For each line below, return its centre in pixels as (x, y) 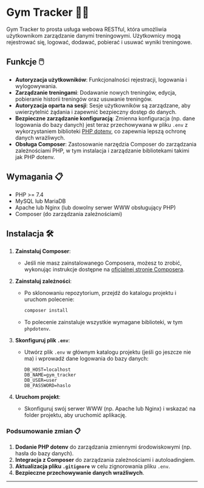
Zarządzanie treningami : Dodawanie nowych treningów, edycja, (96, 92)
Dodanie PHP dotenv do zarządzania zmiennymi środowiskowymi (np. (103, 447)
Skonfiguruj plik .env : (42, 341)
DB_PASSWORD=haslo (47, 386)
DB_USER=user (41, 381)
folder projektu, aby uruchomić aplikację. (75, 415)
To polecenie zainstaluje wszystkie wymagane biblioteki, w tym (104, 322)
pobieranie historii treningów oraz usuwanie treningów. (84, 99)
